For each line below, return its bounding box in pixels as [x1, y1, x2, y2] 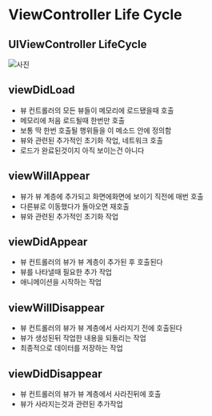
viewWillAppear [8, 170, 90, 183]
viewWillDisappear [8, 301, 105, 314]
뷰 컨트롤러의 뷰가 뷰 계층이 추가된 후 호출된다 [19, 258, 163, 267]
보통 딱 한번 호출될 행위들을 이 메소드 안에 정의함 [19, 126, 172, 135]
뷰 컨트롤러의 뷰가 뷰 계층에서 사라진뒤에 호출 [19, 390, 162, 399]
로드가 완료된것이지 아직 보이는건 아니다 [19, 146, 145, 155]
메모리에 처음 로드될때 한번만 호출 [19, 115, 126, 125]
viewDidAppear [8, 235, 88, 249]
